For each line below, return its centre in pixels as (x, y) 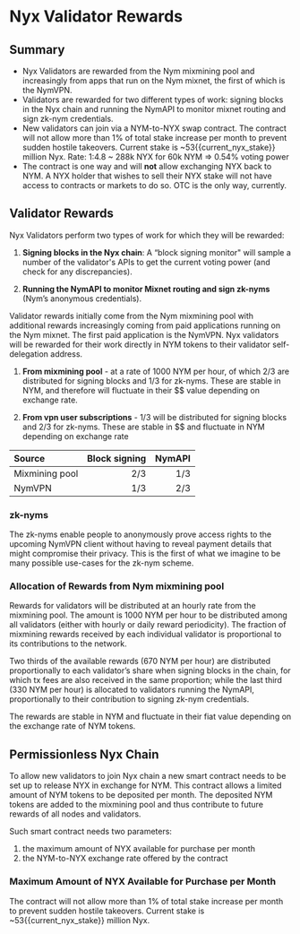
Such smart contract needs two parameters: (91, 832)
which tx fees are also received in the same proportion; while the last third (146, 680)
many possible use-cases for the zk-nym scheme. (102, 563)
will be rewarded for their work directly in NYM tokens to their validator (140, 344)
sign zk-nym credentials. (68, 119)
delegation (29, 354)
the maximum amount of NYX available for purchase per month (138, 849)
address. (67, 354)
